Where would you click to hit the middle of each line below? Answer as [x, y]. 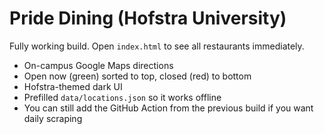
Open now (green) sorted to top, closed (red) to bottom [137, 76]
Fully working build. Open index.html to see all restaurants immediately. [157, 46]
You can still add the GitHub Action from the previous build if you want [168, 108]
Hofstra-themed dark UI [73, 86]
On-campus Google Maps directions [98, 65]
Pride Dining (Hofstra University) [148, 18]
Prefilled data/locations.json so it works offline [122, 97]
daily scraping [53, 118]
